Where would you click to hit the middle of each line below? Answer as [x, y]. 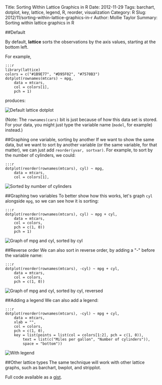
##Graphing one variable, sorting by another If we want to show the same [80, 139]
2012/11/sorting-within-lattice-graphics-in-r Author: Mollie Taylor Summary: [81, 17]
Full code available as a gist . [34, 377]
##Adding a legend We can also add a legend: [52, 300]
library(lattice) [23, 70]
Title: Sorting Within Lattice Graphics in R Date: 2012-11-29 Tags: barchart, [80, 7]
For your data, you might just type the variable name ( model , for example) [79, 125]
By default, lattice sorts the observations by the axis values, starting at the [81, 42]
